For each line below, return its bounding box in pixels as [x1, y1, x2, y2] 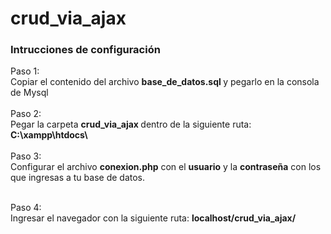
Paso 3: [10, 150, 42, 162]
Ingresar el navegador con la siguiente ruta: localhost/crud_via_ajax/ [10, 212, 297, 224]
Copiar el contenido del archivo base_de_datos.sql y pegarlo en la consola [10, 76, 320, 88]
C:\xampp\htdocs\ [10, 129, 88, 141]
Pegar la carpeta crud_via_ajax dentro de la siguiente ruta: [10, 118, 252, 131]
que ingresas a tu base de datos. [10, 172, 145, 184]
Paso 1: [10, 65, 40, 77]
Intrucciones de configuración [10, 43, 161, 57]
